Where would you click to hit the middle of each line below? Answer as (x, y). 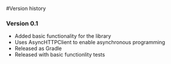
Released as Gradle (38, 48)
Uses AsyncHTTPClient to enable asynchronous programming (90, 42)
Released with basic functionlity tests (60, 55)
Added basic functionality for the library (63, 36)
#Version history (26, 8)
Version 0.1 (22, 23)
